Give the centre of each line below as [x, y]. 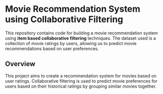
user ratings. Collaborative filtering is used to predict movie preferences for [81, 81]
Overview [20, 64]
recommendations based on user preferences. [52, 48]
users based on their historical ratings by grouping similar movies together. [81, 86]
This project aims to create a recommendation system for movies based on [81, 76]
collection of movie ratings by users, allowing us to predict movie [71, 43]
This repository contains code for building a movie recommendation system [81, 33]
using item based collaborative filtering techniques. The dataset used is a [81, 38]
